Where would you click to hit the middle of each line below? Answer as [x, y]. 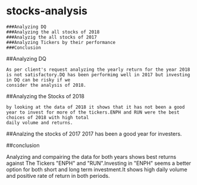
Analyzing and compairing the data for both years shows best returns [91, 156]
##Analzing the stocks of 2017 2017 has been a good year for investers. [94, 134]
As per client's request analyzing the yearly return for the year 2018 [98, 70]
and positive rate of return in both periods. [58, 175]
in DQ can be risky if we [38, 80]
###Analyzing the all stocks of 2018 [53, 32]
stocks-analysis [47, 11]
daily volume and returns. [40, 123]
